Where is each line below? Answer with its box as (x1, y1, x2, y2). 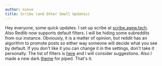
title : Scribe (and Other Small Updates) (5, 12, 90, 16)
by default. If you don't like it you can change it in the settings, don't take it (5, 45, 154, 51)
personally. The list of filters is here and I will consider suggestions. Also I (5, 50, 152, 56)
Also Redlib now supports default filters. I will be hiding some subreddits (5, 30, 149, 36)
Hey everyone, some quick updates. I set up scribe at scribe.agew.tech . (5, 25, 148, 30)
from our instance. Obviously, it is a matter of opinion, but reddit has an (5, 35, 147, 41)
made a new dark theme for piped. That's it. (5, 55, 93, 61)
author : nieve (5, 7, 34, 12)
